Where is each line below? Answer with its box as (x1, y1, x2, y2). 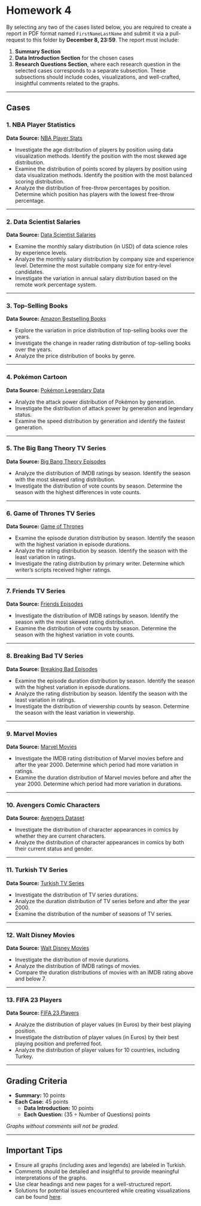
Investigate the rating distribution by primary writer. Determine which (14, 560, 185, 567)
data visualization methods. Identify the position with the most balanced (14, 172, 193, 179)
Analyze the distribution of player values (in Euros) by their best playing (14, 1021, 191, 1028)
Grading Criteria (6, 1076, 68, 1086)
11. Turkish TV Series (6, 866, 68, 874)
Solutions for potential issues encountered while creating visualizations (14, 1187, 190, 1194)
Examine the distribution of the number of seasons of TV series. (14, 910, 173, 918)
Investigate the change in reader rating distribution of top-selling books (14, 339, 191, 347)
